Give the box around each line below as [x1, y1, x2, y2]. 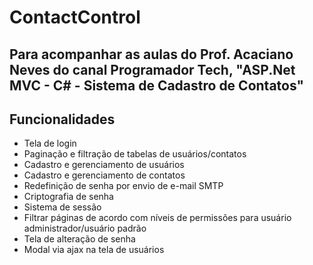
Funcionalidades [9, 111, 116, 128]
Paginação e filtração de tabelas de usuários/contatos [23, 148, 247, 160]
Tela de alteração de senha [23, 233, 136, 245]
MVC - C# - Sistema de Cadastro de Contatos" [9, 77, 305, 94]
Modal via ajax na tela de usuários [23, 244, 165, 256]
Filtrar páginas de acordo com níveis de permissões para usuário [23, 212, 292, 224]
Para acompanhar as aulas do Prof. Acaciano [9, 46, 294, 63]
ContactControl [9, 6, 141, 29]
